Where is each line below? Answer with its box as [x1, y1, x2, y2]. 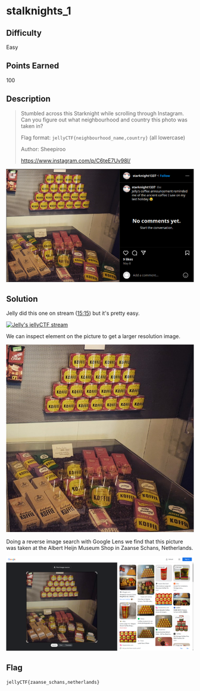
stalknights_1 [6, 4, 71, 18]
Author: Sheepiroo [20, 145, 66, 152]
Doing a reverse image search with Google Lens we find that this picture [6, 537, 183, 545]
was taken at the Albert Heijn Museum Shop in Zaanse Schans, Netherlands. [6, 544, 193, 551]
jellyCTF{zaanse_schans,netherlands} [6, 680, 100, 686]
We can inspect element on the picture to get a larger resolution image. [6, 332, 180, 340]
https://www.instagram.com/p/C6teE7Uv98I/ [20, 157, 131, 164]
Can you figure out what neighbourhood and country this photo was [20, 116, 187, 123]
